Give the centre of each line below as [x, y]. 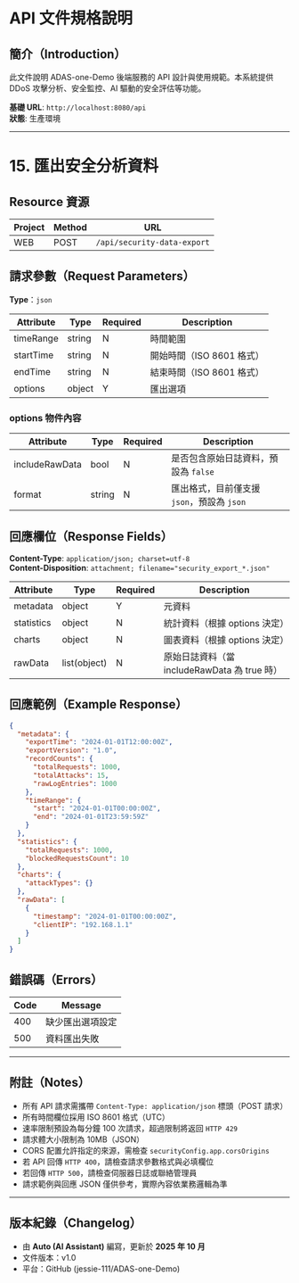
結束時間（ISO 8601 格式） [207, 372]
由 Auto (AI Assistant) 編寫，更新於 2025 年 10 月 [113, 1246]
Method [70, 227]
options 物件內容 [45, 418]
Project [29, 227]
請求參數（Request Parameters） [102, 276]
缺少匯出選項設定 [81, 1022]
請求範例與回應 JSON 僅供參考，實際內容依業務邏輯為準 [125, 1184]
